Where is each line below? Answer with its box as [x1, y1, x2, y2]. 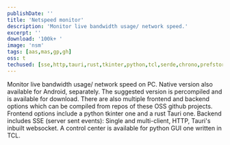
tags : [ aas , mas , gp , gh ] [7, 49, 72, 56]
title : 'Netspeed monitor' [7, 16, 84, 23]
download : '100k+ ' [7, 36, 63, 43]
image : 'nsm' [7, 42, 44, 49]
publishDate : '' [7, 10, 53, 17]
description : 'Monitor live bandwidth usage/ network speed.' [7, 23, 188, 30]
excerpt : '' [7, 29, 41, 36]
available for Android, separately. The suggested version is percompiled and [7, 87, 222, 96]
